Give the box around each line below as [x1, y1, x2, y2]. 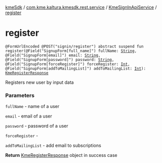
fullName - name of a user [5, 103, 60, 110]
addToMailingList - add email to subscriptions [5, 142, 101, 148]
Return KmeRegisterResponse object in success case [5, 152, 117, 158]
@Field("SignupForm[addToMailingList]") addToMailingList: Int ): [5, 66, 146, 71]
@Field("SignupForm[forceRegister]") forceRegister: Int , [5, 62, 130, 67]
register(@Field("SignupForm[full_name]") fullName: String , [5, 48, 137, 53]
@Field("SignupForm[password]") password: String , [5, 57, 114, 62]
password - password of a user [5, 123, 68, 129]
